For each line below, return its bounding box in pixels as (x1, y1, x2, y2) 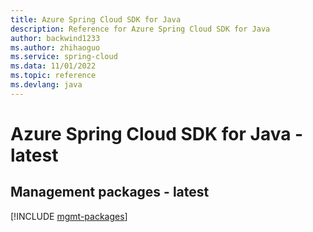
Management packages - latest (10, 184, 210, 201)
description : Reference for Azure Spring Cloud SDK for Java (10, 24, 271, 34)
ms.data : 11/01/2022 (10, 61, 97, 71)
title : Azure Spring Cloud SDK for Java (10, 14, 182, 25)
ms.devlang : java (10, 80, 83, 90)
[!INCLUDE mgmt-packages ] (10, 210, 128, 222)
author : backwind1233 (10, 33, 101, 43)
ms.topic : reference (10, 71, 97, 81)
